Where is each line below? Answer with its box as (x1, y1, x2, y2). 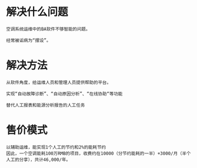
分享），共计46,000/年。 (19, 156, 71, 163)
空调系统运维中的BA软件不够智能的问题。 (6, 26, 91, 32)
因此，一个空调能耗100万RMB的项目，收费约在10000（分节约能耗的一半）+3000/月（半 (6, 150, 187, 156)
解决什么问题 (6, 5, 69, 19)
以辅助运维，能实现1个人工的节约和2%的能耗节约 (6, 144, 106, 150)
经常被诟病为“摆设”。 (6, 37, 51, 43)
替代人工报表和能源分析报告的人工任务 (6, 102, 85, 108)
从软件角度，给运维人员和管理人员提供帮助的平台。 (6, 80, 112, 85)
